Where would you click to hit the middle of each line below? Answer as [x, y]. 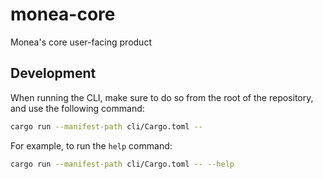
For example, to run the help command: [91, 145]
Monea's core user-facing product [81, 42]
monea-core [63, 14]
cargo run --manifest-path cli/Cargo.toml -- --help [122, 164]
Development [53, 73]
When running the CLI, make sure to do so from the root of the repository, [162, 97]
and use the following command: [77, 108]
